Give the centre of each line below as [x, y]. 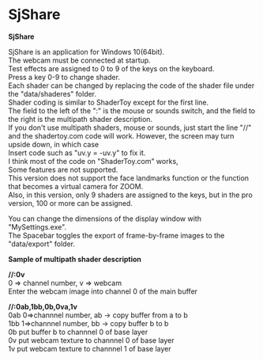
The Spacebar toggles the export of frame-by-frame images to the [116, 235]
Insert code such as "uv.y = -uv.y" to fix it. [77, 153]
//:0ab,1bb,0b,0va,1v [43, 306]
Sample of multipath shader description [75, 259]
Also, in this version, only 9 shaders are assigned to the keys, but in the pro [130, 195]
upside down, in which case [54, 144]
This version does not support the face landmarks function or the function [129, 178]
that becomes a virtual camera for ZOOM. [76, 186]
